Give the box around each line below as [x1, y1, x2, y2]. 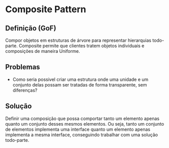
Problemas [5, 63, 41, 72]
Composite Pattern [5, 4, 86, 15]
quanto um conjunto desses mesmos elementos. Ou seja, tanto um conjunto [5, 121, 164, 127]
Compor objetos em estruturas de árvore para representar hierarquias [5, 37, 151, 43]
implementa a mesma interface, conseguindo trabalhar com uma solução [5, 131, 158, 138]
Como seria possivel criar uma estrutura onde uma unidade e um [12, 76, 149, 82]
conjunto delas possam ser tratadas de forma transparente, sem [12, 81, 147, 87]
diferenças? [12, 87, 38, 93]
